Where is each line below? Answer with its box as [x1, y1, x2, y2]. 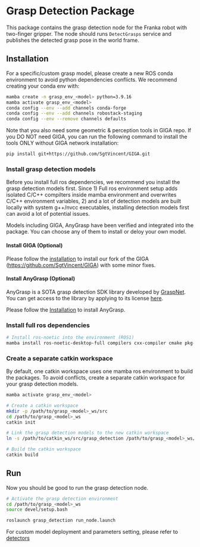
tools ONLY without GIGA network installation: [6, 139, 119, 147]
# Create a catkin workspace [6, 402, 79, 409]
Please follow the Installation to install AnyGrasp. [6, 306, 126, 313]
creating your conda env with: [6, 82, 80, 89]
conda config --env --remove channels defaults [6, 116, 127, 122]
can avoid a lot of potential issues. [6, 210, 90, 217]
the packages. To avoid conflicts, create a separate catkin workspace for [6, 374, 185, 381]
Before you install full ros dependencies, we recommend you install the [6, 179, 180, 186]
